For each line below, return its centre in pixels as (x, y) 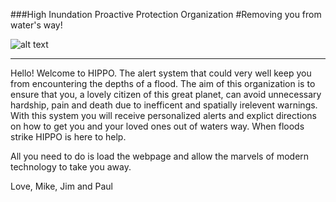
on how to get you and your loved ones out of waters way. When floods (157, 126)
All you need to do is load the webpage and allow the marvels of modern (160, 156)
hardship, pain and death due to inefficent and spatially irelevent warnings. (164, 105)
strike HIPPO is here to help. (68, 137)
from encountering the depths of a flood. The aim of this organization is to (163, 83)
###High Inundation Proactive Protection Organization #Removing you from (166, 14)
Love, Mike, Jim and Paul (62, 186)
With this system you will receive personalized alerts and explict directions (163, 115)
